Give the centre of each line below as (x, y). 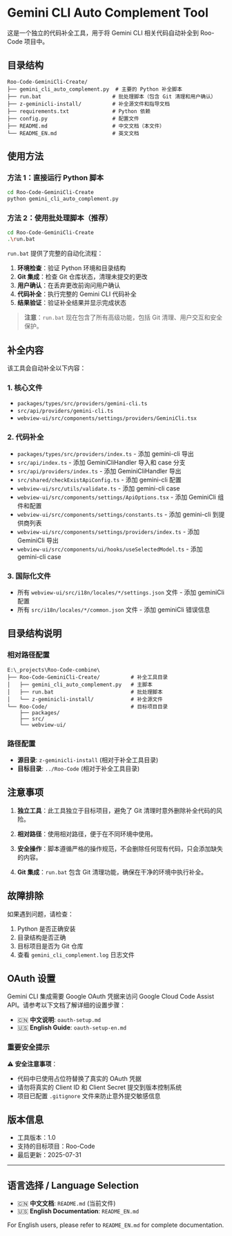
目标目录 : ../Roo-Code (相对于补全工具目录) (78, 768)
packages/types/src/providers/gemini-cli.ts (82, 404)
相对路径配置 (29, 655)
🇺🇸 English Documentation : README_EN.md (78, 1211)
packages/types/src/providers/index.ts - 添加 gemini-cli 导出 (106, 453)
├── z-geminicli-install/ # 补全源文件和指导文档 (89, 104)
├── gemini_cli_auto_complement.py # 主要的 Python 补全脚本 (95, 89)
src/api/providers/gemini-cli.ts (65, 411)
